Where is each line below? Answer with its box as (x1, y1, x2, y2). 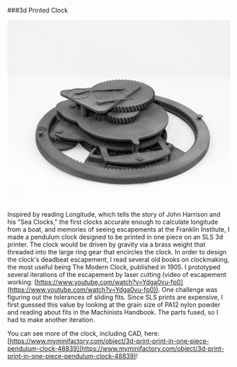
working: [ (7, 278, 37, 286)
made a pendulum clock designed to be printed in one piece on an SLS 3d (7, 233, 224, 241)
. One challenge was (158, 286, 218, 293)
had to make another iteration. (7, 315, 96, 324)
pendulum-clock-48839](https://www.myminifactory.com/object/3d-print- (7, 344, 224, 353)
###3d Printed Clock (7, 6, 69, 14)
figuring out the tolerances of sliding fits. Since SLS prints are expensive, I (7, 293, 224, 301)
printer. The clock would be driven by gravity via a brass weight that (7, 240, 206, 249)
